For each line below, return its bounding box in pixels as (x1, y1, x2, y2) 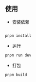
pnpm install (5, 33, 32, 38)
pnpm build (5, 72, 27, 77)
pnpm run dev (5, 53, 32, 58)
